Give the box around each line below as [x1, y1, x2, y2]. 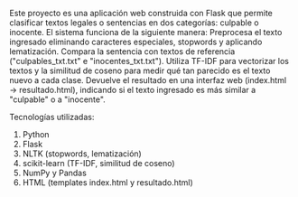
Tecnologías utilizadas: [9, 112, 95, 122]
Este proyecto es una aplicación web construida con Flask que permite [9, 8, 274, 18]
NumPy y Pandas [22, 167, 88, 178]
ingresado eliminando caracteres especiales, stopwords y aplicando [9, 36, 263, 47]
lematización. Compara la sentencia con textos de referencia [9, 46, 236, 57]
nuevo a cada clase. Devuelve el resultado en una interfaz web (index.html [9, 75, 287, 85]
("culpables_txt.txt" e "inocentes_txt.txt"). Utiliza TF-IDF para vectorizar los [9, 56, 289, 66]
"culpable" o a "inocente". [9, 94, 106, 105]
